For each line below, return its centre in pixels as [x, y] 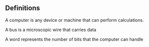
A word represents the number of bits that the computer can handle [74, 39]
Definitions [23, 8]
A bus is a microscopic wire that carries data [51, 30]
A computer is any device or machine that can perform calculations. [74, 20]
